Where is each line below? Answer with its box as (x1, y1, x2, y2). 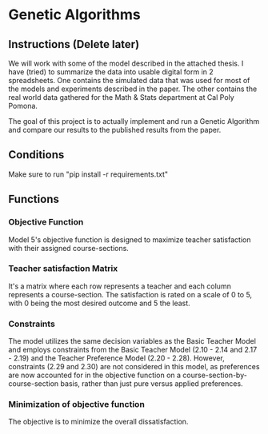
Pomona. (8, 102, 38, 110)
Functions (8, 193, 60, 206)
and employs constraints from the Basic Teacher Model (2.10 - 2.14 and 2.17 (8, 345, 258, 355)
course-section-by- (182, 370, 248, 380)
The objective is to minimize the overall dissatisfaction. (8, 417, 189, 427)
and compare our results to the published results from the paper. (8, 125, 222, 134)
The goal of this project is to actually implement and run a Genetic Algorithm (8, 117, 260, 125)
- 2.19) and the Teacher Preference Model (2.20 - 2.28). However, (8, 353, 226, 363)
